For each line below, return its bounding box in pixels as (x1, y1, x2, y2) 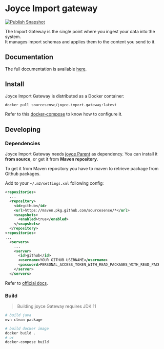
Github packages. (5, 171, 41, 177)
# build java (5, 313, 32, 318)
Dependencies (5, 140, 41, 147)
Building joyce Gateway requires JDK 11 (17, 303, 97, 310)
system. (5, 34, 21, 39)
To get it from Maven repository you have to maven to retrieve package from (5, 166, 159, 172)
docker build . (5, 330, 36, 335)
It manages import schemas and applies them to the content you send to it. (5, 39, 156, 44)
